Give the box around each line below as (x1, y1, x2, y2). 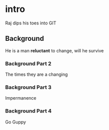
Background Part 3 (5, 84, 51, 91)
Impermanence (5, 95, 36, 101)
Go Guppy (5, 119, 26, 125)
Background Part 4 (5, 108, 52, 115)
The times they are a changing (5, 71, 68, 78)
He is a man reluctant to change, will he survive (5, 47, 104, 53)
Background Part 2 (5, 60, 51, 67)
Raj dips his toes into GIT (5, 20, 56, 26)
